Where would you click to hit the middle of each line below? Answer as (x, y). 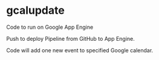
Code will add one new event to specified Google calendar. (80, 50)
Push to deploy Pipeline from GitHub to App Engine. (70, 38)
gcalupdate (35, 10)
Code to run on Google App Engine (50, 27)
